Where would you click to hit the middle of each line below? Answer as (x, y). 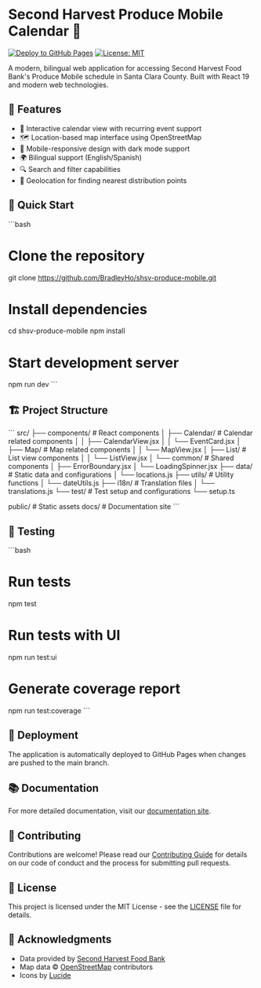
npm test (22, 603)
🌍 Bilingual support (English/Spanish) (81, 157)
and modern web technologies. (58, 85)
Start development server (94, 362)
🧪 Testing (32, 531)
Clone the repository (76, 256)
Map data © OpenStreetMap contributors (86, 967)
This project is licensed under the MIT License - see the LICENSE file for (125, 907)
